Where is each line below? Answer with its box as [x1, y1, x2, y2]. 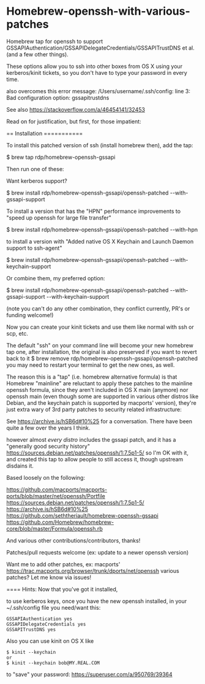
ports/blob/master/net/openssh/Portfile [6, 492, 105, 499]
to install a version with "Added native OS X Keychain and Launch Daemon [6, 237, 194, 245]
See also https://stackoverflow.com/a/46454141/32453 [6, 106, 146, 113]
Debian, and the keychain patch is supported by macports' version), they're [6, 399, 197, 406]
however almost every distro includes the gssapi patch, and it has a [6, 436, 176, 443]
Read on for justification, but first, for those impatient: [6, 118, 142, 125]
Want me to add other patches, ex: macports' [6, 560, 121, 568]
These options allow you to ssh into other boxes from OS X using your [6, 63, 182, 70]
